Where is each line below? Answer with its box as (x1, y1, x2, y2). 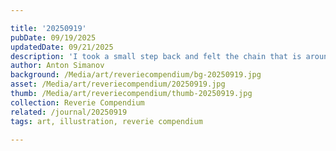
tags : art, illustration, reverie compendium (10, 116, 203, 126)
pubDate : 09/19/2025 (10, 32, 97, 43)
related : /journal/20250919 (10, 107, 128, 117)
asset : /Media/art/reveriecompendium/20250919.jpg (10, 79, 226, 90)
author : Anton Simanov (10, 61, 105, 71)
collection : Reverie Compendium (10, 97, 145, 108)
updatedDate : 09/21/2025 (10, 42, 114, 52)
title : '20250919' (10, 23, 87, 33)
